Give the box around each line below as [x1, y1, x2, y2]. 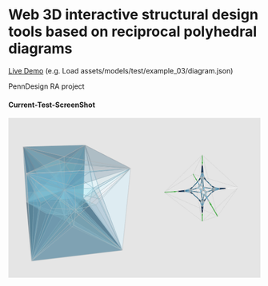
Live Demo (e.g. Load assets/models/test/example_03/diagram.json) [8, 66, 234, 75]
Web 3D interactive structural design [8, 6, 258, 24]
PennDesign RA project [8, 81, 86, 91]
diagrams [8, 40, 73, 58]
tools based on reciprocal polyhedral [8, 22, 258, 41]
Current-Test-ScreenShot [8, 100, 96, 109]
